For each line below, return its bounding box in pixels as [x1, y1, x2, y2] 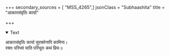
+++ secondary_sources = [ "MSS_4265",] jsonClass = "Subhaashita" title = [5, 5, 165, 10]
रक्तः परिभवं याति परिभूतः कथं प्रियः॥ [5, 45, 63, 51]
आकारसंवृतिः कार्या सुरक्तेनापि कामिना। [5, 39, 68, 45]
